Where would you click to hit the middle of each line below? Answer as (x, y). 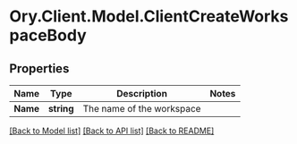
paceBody (48, 35)
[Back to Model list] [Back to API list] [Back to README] (112, 131)
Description (142, 93)
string (61, 109)
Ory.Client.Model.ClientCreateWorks (149, 17)
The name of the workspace (142, 109)
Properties (39, 68)
